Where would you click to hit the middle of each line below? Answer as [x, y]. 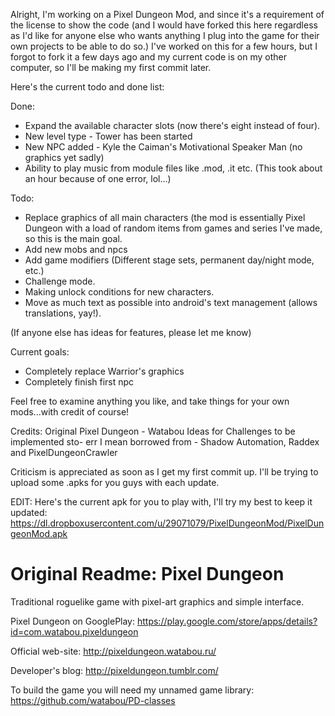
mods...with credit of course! [70, 412]
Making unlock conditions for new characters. [119, 292]
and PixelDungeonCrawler [64, 452]
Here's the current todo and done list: [87, 87]
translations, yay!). [63, 313]
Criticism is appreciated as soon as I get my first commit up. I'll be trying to [164, 472]
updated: [29, 512]
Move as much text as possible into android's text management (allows [171, 302]
